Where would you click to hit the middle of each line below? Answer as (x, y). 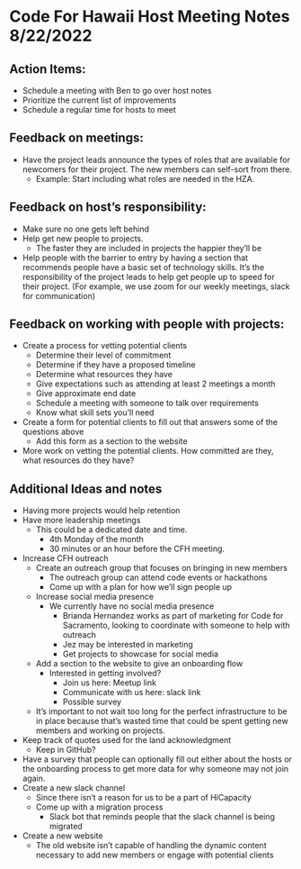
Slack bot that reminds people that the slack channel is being (162, 817)
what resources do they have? (78, 460)
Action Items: (48, 69)
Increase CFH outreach (66, 558)
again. (34, 778)
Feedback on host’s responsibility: (108, 208)
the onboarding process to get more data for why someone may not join (155, 769)
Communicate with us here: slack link (132, 692)
